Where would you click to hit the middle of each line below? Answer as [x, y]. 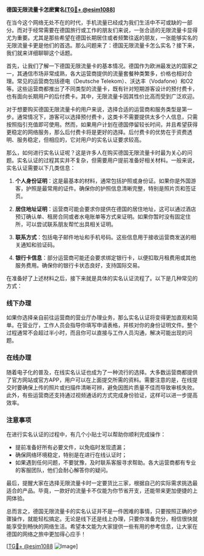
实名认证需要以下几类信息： [41, 168]
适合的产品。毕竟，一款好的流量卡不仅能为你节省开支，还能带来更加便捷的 [99, 490]
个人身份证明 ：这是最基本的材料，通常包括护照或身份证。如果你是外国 [103, 181]
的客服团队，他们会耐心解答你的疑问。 [63, 470]
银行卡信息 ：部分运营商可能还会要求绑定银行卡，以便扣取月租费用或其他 [105, 258]
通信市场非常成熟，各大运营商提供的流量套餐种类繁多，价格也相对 [104, 73]
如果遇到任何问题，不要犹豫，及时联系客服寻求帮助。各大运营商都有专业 [105, 462]
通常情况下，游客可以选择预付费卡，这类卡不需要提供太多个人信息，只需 [107, 117]
